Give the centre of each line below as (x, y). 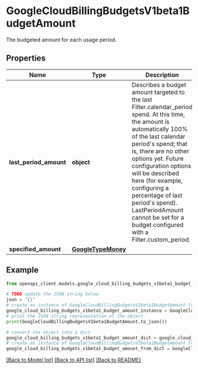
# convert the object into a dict (49, 332)
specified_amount (35, 249)
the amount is (151, 121)
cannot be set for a (158, 218)
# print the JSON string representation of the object (75, 316)
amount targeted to (158, 92)
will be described (156, 173)
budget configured (158, 225)
